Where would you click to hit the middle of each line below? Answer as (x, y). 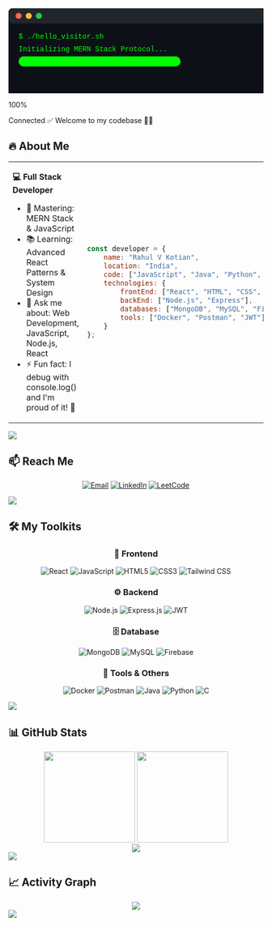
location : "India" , (141, 265)
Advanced (46, 252)
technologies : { (135, 283)
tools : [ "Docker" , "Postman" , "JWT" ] (193, 317)
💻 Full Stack (37, 176)
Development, (53, 323)
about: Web (48, 312)
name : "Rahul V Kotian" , (152, 257)
